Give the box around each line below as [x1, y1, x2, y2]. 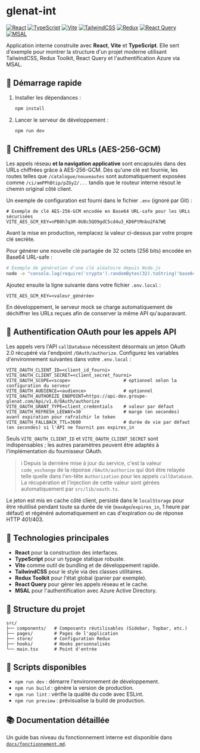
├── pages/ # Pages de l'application [6, 630, 118, 636]
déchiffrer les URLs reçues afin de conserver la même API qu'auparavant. [6, 310, 187, 317]
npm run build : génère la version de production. [14, 684, 134, 692]
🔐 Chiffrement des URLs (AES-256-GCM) [6, 144, 161, 154]
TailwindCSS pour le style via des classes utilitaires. [14, 568, 143, 575]
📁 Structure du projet [6, 604, 85, 615]
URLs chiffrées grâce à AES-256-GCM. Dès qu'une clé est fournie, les [6, 166, 179, 173]
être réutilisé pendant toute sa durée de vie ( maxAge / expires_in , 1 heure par [6, 503, 190, 510]
